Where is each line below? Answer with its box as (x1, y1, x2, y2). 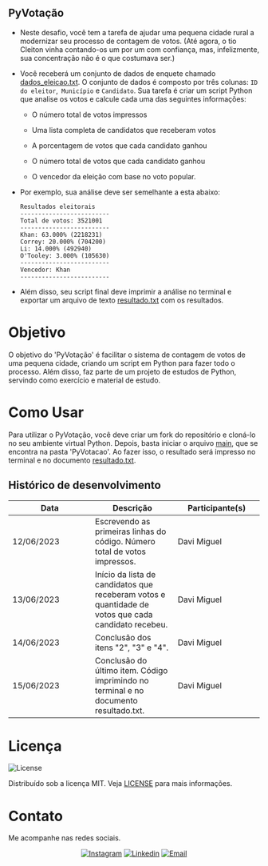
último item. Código (94, 664, 168, 676)
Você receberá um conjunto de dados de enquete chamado (19, 68, 216, 78)
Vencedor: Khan (19, 266, 71, 274)
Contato (8, 807, 64, 825)
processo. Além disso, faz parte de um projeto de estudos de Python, (8, 367, 237, 376)
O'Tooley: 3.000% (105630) (19, 251, 110, 259)
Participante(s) (187, 502, 246, 513)
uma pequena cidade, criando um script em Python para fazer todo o (8, 358, 235, 367)
